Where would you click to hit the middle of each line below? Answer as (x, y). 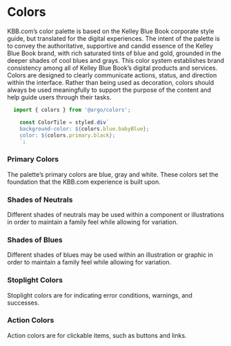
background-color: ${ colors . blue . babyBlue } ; (84, 128)
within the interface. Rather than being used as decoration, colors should (111, 82)
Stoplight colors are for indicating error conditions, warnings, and (100, 295)
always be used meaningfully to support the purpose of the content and (109, 90)
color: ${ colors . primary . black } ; (68, 135)
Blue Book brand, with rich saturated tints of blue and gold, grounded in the (114, 53)
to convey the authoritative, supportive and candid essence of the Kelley (110, 46)
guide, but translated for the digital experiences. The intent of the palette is (114, 38)
